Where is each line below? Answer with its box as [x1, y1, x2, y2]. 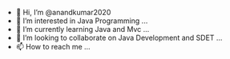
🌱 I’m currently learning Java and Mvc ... [15, 25, 150, 33]
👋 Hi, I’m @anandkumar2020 [15, 8, 111, 17]
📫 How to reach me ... [15, 42, 91, 51]
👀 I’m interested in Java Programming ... [15, 16, 148, 26]
